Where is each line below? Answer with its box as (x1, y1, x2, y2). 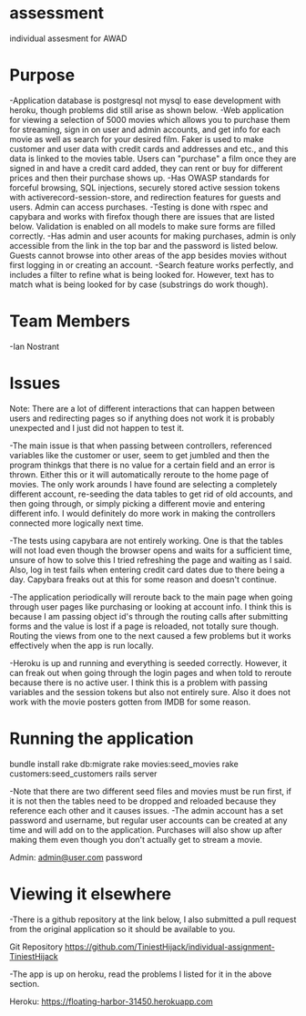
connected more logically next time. (9, 518, 144, 529)
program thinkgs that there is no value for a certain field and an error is (9, 459, 276, 470)
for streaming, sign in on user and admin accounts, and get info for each (9, 124, 280, 135)
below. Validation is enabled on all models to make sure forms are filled (9, 221, 276, 231)
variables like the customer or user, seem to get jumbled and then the (9, 449, 270, 460)
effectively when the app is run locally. (9, 640, 155, 651)
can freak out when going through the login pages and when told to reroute (9, 667, 292, 678)
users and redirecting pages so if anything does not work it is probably (9, 413, 275, 424)
